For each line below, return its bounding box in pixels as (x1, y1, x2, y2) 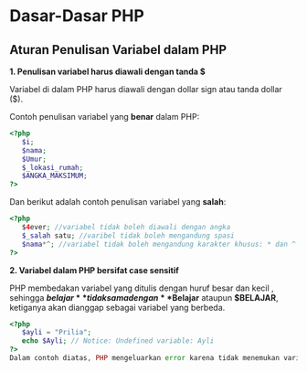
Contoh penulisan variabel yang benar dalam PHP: (9, 112, 200, 122)
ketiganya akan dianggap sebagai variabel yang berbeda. (9, 302, 226, 313)
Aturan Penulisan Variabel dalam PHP (9, 42, 227, 58)
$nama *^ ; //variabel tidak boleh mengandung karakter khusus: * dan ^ (21, 239, 297, 249)
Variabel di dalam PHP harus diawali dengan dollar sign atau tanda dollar (9, 84, 283, 94)
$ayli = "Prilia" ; (21, 328, 92, 337)
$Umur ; (21, 154, 48, 164)
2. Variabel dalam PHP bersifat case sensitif (9, 264, 180, 275)
